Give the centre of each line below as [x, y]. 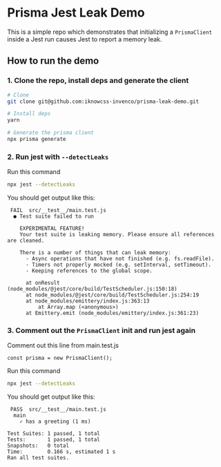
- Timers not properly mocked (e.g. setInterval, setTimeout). [118, 265]
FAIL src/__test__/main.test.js [58, 211]
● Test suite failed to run [54, 217]
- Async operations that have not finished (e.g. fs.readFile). [120, 259]
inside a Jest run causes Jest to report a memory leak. [85, 39]
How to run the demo [53, 61]
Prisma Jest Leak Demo [76, 13]
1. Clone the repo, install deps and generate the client [98, 81]
